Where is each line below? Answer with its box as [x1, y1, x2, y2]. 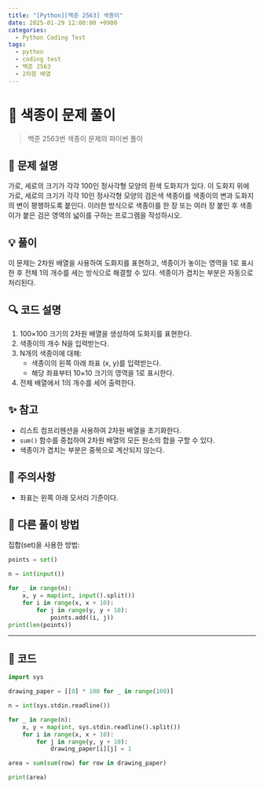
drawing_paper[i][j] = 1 [49, 745, 132, 753]
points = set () [8, 556, 58, 564]
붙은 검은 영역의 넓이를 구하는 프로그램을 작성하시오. [22, 211, 182, 220]
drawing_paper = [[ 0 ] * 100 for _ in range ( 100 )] [8, 688, 174, 695]
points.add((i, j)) [49, 614, 114, 622]
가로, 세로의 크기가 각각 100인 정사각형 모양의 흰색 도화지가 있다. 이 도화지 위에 [8, 182, 250, 191]
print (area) [8, 773, 47, 782]
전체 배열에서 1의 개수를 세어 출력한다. [19, 378, 136, 387]
